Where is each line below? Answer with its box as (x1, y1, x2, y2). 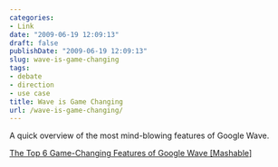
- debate (9, 72, 43, 81)
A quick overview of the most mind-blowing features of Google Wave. (9, 130, 270, 141)
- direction (9, 80, 54, 89)
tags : (9, 64, 30, 73)
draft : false (9, 38, 59, 48)
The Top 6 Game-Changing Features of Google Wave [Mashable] (9, 148, 253, 159)
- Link (9, 22, 34, 31)
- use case (9, 88, 51, 97)
